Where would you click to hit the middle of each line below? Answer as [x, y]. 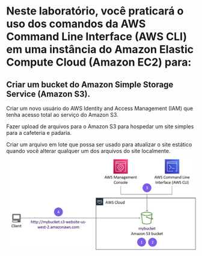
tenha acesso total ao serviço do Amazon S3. [62, 115]
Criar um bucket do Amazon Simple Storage [90, 85]
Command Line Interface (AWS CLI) [97, 37]
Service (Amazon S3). [48, 94]
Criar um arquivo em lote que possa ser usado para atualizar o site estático [99, 145]
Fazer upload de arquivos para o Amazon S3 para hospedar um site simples [100, 126]
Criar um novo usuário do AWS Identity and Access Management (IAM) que [100, 108]
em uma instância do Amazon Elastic [100, 50]
